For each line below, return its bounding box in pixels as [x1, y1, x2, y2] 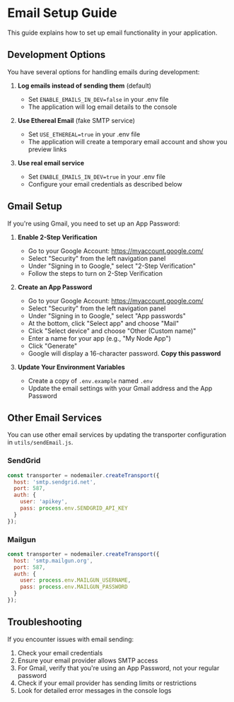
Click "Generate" [28, 341, 78, 350]
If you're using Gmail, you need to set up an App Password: [7, 219, 180, 228]
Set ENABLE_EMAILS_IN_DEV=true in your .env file [28, 172, 166, 181]
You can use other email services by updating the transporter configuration [7, 431, 227, 439]
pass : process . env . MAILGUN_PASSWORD [20, 583, 129, 591]
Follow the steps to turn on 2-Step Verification [28, 269, 163, 277]
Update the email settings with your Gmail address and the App [28, 384, 213, 392]
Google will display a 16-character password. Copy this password [28, 349, 221, 358]
